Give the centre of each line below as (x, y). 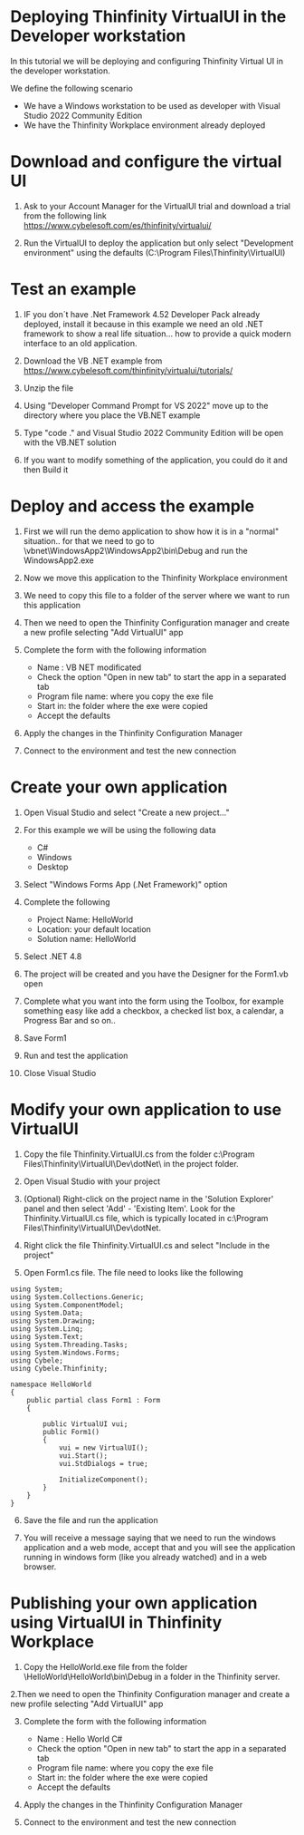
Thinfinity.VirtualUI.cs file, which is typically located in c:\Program (146, 1218)
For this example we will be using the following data (119, 830)
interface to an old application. (81, 343)
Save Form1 (45, 1038)
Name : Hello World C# (80, 1739)
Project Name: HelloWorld (85, 919)
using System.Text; (47, 1336)
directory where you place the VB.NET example (112, 415)
